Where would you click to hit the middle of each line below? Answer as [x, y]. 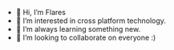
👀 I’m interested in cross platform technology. [91, 21]
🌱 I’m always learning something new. [78, 29]
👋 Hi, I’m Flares [41, 12]
